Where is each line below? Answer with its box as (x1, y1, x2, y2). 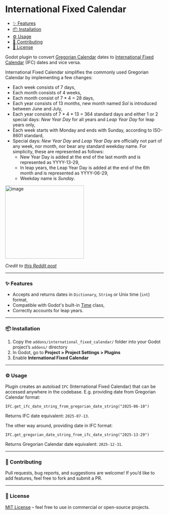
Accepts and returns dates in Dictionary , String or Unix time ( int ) (12, 292, 150, 298)
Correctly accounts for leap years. (12, 308, 84, 314)
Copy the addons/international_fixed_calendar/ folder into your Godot (12, 338, 161, 345)
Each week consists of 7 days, (12, 84, 75, 90)
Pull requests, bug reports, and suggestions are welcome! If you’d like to (5, 470, 155, 476)
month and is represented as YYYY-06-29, (20, 170, 109, 176)
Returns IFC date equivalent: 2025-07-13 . (5, 413, 90, 419)
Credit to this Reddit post (5, 263, 57, 269)
